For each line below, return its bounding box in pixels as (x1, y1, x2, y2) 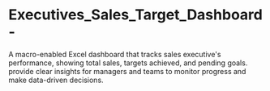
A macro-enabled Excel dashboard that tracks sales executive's (8, 49, 221, 59)
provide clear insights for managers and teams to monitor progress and (8, 66, 246, 76)
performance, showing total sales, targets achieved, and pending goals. (8, 58, 248, 68)
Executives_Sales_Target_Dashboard (8, 6, 264, 24)
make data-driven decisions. (8, 75, 104, 85)
